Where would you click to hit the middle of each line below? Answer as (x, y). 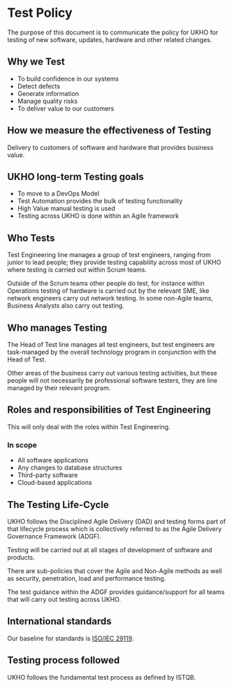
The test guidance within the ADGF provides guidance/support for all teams (116, 592)
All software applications (53, 460)
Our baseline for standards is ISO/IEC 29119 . (71, 638)
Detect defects (39, 86)
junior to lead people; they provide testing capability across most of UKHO (114, 262)
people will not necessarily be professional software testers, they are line (113, 380)
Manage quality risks (48, 101)
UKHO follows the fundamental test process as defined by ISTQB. (102, 677)
